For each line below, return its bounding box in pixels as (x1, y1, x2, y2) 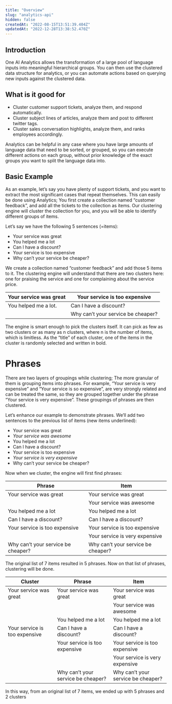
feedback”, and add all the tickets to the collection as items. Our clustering (5, 202, 162, 208)
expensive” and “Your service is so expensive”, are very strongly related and (5, 386, 166, 392)
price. (5, 281, 18, 287)
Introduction (5, 46, 46, 54)
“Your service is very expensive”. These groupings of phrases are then (5, 396, 155, 403)
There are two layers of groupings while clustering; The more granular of (5, 375, 159, 381)
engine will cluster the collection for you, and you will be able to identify (5, 208, 157, 214)
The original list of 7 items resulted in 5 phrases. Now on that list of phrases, (5, 560, 166, 567)
